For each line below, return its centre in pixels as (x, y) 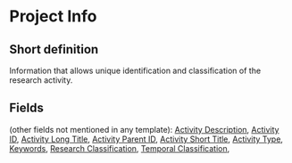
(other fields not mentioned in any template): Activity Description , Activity (144, 129)
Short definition (54, 49)
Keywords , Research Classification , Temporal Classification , (120, 148)
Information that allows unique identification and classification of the (135, 70)
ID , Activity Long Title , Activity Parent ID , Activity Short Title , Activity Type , (146, 139)
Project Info (53, 16)
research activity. (41, 80)
